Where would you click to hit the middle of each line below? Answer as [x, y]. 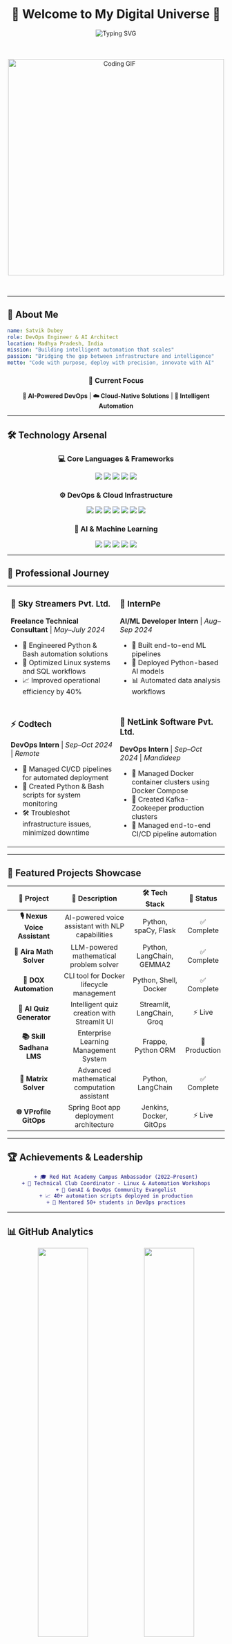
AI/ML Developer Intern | [161, 621]
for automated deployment [66, 777]
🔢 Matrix [34, 1079]
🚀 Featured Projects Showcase [74, 873]
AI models [148, 671]
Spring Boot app [94, 1108]
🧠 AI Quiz [34, 1009]
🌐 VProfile [34, 1112]
